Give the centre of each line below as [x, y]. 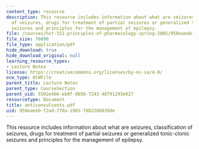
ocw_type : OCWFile [29, 77]
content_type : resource [36, 12]
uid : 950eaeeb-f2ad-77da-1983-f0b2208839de [61, 111]
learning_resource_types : [38, 61]
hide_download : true [32, 50]
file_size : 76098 [28, 39]
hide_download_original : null [44, 56]
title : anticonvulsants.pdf [41, 105]
